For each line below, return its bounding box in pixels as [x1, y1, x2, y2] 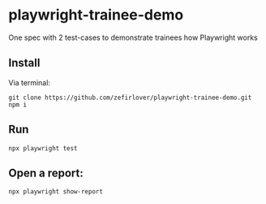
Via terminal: [8, 77, 51, 87]
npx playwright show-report [8, 188, 104, 196]
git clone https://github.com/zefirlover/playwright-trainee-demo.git [8, 93, 252, 102]
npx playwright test [8, 144, 79, 152]
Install [8, 56, 41, 70]
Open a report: [8, 166, 84, 180]
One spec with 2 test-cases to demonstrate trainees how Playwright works [8, 33, 258, 42]
